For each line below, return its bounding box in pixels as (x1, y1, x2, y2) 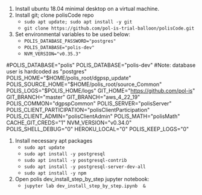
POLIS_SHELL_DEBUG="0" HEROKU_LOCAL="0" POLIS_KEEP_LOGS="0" (6, 126, 189, 132)
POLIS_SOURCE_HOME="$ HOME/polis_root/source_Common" (6, 81, 162, 88)
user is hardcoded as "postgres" (6, 68, 87, 75)
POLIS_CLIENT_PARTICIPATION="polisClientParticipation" (6, 107, 150, 113)
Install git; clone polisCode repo (14, 11, 94, 19)
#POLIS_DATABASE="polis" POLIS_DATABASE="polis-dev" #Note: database (6, 61, 196, 69)
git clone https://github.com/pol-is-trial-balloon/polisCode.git (24, 25, 195, 31)
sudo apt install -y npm (24, 170, 87, 176)
